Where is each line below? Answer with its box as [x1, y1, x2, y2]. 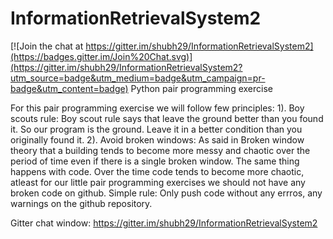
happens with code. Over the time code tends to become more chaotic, [10, 165, 305, 177]
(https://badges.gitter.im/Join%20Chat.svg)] [10, 50, 193, 62]
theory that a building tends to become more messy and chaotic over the [10, 144, 311, 156]
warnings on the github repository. [10, 197, 153, 209]
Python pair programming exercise [130, 82, 273, 94]
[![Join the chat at [10, 40, 84, 52]
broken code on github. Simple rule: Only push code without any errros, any [10, 187, 323, 199]
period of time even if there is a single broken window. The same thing [10, 155, 300, 167]
